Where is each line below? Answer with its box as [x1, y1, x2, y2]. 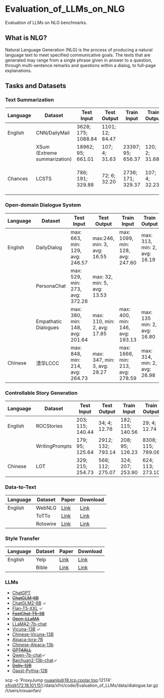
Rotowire [36, 520, 57, 527]
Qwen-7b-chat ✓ [12, 652, 46, 658]
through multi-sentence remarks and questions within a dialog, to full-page [5, 62, 156, 68]
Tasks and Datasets [5, 82, 66, 90]
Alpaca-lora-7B [12, 636, 43, 642]
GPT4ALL [12, 647, 32, 653]
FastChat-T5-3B [12, 610, 45, 616]
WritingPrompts [36, 443, 72, 450]
